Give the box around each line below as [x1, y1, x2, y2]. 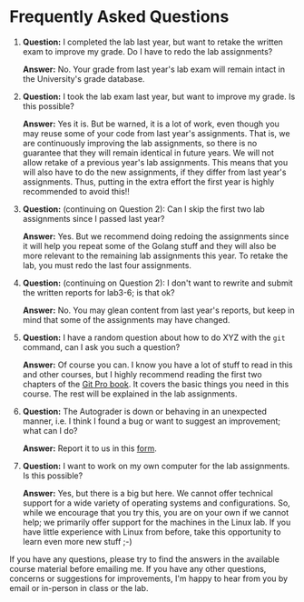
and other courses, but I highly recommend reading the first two [22, 368, 262, 379]
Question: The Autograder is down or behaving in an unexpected [22, 406, 268, 416]
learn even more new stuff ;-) [22, 536, 133, 547]
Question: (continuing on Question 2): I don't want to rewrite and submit [22, 277, 293, 288]
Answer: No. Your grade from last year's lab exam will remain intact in [22, 64, 286, 75]
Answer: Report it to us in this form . [22, 443, 157, 454]
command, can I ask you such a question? [22, 341, 181, 352]
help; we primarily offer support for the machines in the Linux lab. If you [22, 517, 291, 527]
